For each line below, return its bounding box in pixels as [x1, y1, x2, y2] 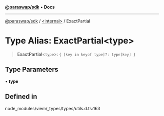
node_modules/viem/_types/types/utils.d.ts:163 [5, 105, 101, 111]
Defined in [5, 93, 38, 101]
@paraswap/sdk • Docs [5, 4, 55, 10]
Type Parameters [5, 65, 59, 74]
